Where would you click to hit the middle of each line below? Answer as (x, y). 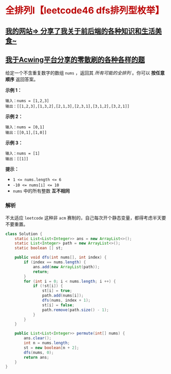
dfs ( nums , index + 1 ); (66, 301)
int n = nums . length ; (47, 343)
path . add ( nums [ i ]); (63, 296)
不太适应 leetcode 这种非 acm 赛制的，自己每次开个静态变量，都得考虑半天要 (86, 218)
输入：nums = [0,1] (25, 127)
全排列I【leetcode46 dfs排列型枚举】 (85, 11)
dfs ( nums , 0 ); (39, 352)
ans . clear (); (38, 338)
